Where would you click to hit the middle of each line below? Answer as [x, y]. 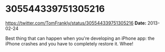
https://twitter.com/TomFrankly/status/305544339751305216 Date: [76, 23]
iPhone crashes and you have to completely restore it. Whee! [69, 43]
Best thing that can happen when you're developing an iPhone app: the [80, 38]
